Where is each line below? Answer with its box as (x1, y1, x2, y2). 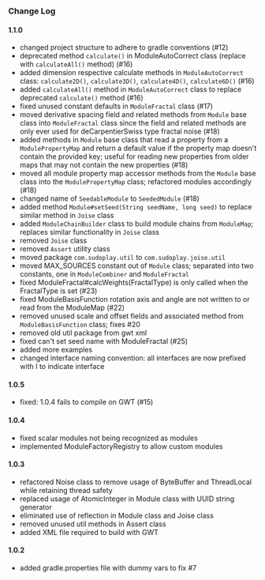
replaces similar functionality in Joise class (19, 228, 160, 237)
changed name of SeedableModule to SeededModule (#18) (19, 194, 200, 203)
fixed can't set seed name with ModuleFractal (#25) (19, 337, 188, 346)
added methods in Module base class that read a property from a (19, 135, 229, 145)
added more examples (19, 345, 93, 355)
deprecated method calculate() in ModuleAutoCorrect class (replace (19, 51, 246, 61)
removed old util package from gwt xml (19, 328, 147, 337)
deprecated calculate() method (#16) (19, 93, 144, 103)
